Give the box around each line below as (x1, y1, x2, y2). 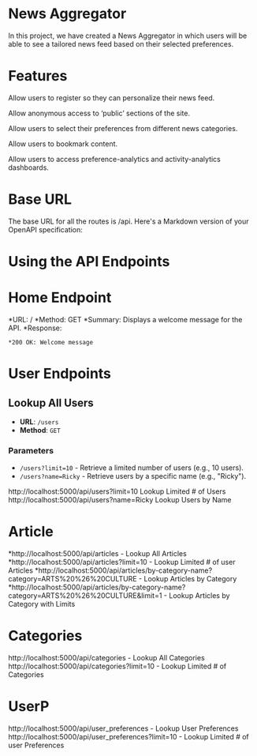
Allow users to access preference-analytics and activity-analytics (8, 154, 221, 164)
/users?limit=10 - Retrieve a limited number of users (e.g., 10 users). (19, 463, 244, 472)
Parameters (8, 445, 54, 456)
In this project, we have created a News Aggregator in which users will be (8, 31, 248, 40)
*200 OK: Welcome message (8, 338, 93, 346)
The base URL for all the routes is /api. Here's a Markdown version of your (8, 216, 249, 226)
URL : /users (19, 416, 59, 427)
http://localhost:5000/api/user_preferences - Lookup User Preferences (8, 724, 239, 733)
